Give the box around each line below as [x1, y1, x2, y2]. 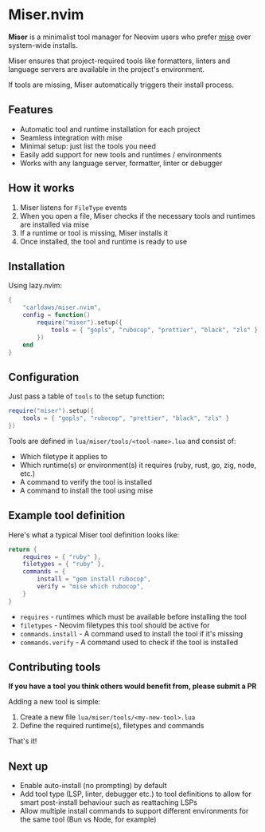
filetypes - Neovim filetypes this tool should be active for [19, 620, 210, 630]
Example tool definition [8, 509, 126, 522]
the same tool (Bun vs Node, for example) [19, 814, 157, 824]
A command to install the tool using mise [19, 485, 154, 495]
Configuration [8, 370, 80, 384]
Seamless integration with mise [19, 133, 123, 142]
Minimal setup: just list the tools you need [19, 141, 157, 151]
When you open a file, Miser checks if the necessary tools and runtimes [19, 211, 256, 220]
